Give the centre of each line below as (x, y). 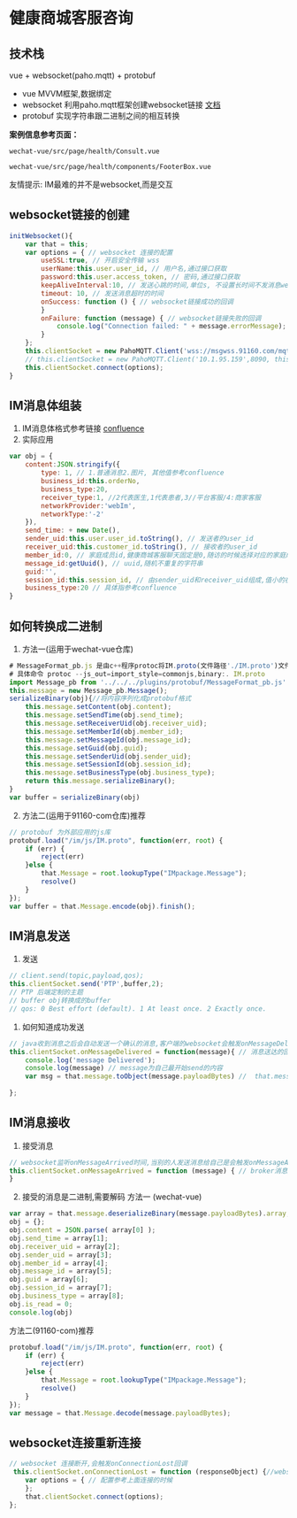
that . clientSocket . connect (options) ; (95, 1497)
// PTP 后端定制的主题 (46, 992)
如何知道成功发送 (53, 1027)
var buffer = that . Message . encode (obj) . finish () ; (103, 906)
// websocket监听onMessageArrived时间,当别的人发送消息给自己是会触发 (129, 1162)
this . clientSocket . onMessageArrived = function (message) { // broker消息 (148, 1171)
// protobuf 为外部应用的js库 (60, 832)
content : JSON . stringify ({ (73, 465)
